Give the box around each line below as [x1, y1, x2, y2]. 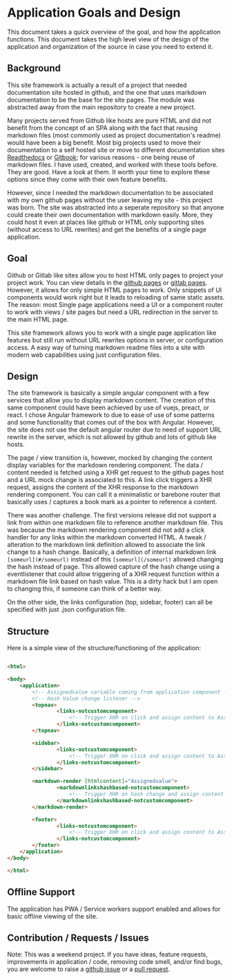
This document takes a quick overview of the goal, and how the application [7, 28, 221, 36]
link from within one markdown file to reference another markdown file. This [7, 519, 223, 527]
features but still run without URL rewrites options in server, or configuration [7, 335, 224, 344]
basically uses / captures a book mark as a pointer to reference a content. [7, 498, 217, 506]
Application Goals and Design [7, 5, 181, 21]
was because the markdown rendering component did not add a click [7, 526, 205, 534]
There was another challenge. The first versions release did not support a [7, 511, 217, 519]
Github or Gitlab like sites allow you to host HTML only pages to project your [7, 271, 224, 279]
